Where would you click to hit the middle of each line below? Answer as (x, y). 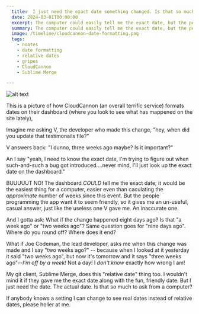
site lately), (20, 118)
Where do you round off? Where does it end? (61, 232)
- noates (28, 45)
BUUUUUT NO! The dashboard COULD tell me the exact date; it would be (96, 183)
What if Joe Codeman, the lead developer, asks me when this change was (97, 244)
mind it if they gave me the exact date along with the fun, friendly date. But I (99, 281)
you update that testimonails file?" (48, 136)
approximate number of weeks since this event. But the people (83, 196)
